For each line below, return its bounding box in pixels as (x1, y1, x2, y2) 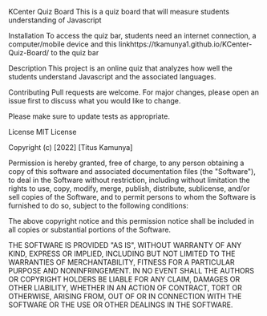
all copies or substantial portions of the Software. (8, 225, 171, 234)
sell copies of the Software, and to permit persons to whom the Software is (8, 192, 257, 201)
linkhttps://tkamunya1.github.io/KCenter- (119, 39, 253, 49)
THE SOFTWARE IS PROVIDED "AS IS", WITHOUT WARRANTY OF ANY (8, 241, 242, 249)
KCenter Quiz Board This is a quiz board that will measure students (8, 7, 230, 16)
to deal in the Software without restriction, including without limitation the (8, 176, 250, 184)
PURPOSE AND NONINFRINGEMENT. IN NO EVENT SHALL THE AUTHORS (8, 266, 255, 275)
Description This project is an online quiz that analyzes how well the (8, 63, 233, 73)
